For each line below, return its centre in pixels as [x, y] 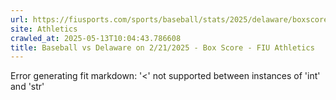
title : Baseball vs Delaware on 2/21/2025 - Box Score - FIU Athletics [162, 47]
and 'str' [27, 87]
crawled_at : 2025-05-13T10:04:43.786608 [96, 38]
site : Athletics [44, 29]
